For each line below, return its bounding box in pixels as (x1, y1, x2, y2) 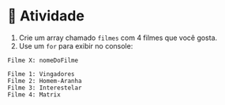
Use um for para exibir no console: (18, 41, 133, 50)
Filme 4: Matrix (7, 90, 61, 99)
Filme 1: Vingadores (7, 70, 76, 78)
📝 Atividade (7, 7, 84, 25)
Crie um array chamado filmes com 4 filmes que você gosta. (18, 33, 218, 42)
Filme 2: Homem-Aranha (7, 77, 82, 85)
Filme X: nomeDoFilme (7, 56, 79, 64)
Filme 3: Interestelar (7, 84, 82, 92)
